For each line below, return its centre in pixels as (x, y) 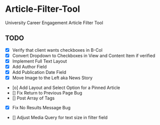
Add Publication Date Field (39, 72)
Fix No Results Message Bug (41, 108)
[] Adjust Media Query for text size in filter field (60, 118)
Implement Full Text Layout (40, 61)
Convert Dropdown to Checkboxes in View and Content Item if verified (84, 56)
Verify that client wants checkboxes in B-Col (57, 50)
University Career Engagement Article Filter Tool (54, 23)
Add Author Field (29, 66)
